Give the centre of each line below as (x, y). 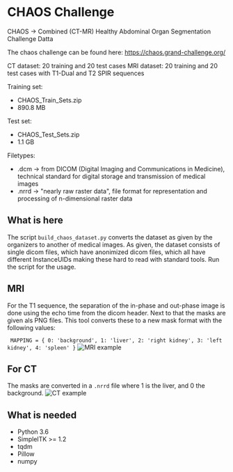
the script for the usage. (42, 267)
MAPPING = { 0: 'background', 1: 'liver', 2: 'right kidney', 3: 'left (116, 340)
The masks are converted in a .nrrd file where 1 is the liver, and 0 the (106, 386)
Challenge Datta (30, 38)
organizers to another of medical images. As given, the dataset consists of (114, 244)
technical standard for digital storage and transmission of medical (111, 176)
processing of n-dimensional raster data (75, 198)
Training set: (25, 86)
